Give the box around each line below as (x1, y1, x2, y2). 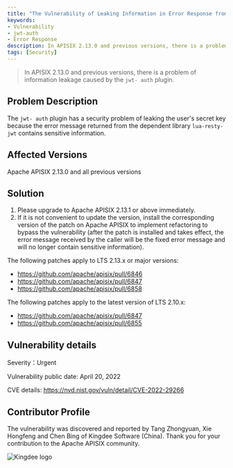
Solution (7, 187, 44, 199)
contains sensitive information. (18, 129, 106, 137)
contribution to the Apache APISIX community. (7, 439, 140, 447)
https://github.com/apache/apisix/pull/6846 (17, 270, 143, 278)
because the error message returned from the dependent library (7, 121, 191, 129)
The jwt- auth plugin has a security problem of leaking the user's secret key (7, 114, 227, 122)
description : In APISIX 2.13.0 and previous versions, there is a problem (7, 42, 228, 49)
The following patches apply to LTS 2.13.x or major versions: (7, 257, 179, 265)
